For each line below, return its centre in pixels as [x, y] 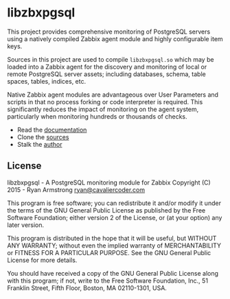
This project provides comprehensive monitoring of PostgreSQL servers [109, 32]
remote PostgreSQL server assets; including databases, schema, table [106, 74]
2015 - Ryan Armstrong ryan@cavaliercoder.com [76, 189]
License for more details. [42, 260]
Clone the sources [43, 137]
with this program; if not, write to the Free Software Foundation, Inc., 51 [107, 280]
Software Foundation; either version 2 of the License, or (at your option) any [115, 217]
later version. [26, 225]
